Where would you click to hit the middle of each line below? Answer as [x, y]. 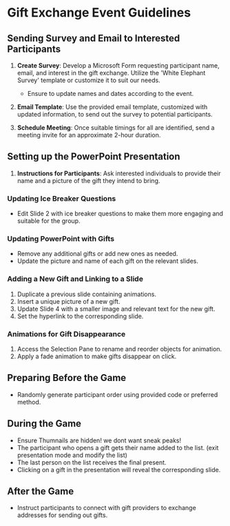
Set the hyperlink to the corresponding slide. [80, 316]
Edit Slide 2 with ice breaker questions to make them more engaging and [120, 214]
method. [29, 402]
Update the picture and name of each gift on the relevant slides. [107, 261]
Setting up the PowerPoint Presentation [94, 157]
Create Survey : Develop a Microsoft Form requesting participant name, [118, 66]
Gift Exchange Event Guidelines [99, 13]
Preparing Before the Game [67, 378]
